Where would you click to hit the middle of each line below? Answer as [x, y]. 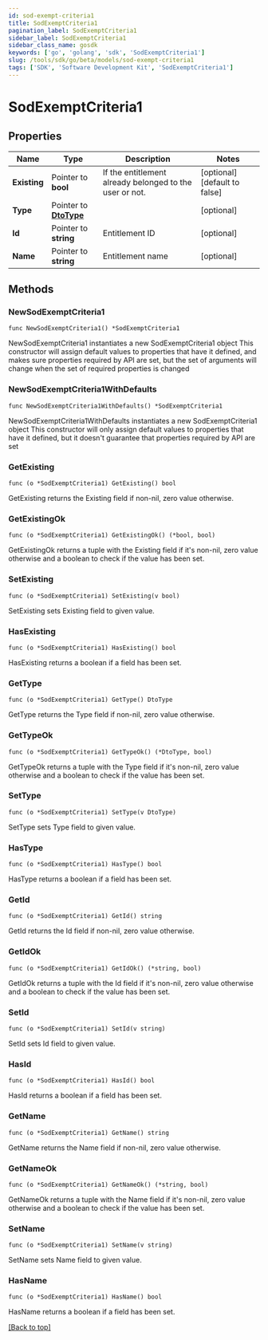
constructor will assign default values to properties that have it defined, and [132, 352]
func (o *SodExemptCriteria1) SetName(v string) [91, 1245]
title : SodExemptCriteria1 [53, 23]
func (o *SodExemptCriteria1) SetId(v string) [87, 1029]
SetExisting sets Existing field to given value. [82, 610]
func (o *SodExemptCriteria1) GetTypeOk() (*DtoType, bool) [110, 752]
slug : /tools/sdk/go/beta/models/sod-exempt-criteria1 [101, 61]
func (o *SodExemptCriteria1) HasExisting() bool [93, 648]
